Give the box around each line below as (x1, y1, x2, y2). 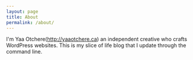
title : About (6, 14, 39, 20)
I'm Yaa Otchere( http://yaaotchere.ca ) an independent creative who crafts (6, 36, 188, 43)
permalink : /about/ (6, 19, 55, 25)
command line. (6, 48, 43, 55)
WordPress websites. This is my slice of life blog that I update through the (6, 42, 186, 49)
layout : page (6, 8, 39, 15)
